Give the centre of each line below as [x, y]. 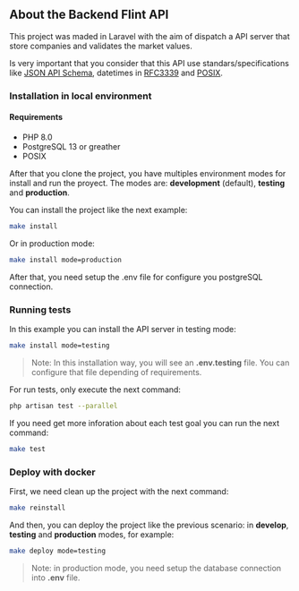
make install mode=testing [60, 345]
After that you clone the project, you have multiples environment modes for [148, 173]
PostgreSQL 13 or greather [71, 146]
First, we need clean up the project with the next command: [119, 491]
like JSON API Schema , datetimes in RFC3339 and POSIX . [116, 73]
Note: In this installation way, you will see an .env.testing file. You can [160, 363]
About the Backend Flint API [89, 15]
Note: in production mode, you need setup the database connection [156, 568]
